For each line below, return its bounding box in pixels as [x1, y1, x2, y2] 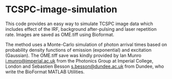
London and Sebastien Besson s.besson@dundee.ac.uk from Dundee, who [5, 63, 164, 69]
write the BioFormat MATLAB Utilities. [5, 68, 85, 75]
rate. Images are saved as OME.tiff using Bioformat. [5, 31, 114, 37]
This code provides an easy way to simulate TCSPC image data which [5, 21, 153, 27]
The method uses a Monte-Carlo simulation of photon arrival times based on [5, 41, 167, 47]
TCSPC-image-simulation [5, 4, 118, 15]
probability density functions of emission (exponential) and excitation [5, 47, 151, 53]
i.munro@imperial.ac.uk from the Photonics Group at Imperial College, [5, 57, 154, 64]
